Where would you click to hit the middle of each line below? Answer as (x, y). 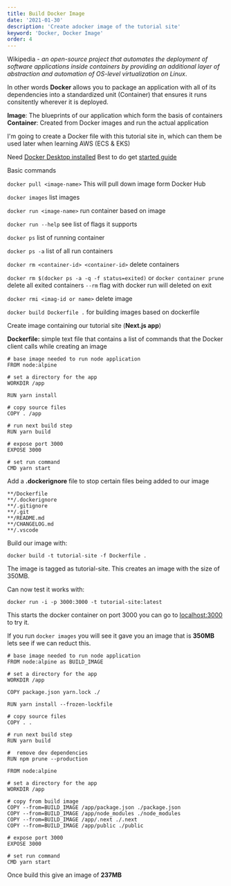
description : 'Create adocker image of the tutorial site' (94, 26)
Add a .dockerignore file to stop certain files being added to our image (108, 481)
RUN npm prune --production (48, 759)
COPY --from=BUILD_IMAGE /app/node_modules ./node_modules (94, 814)
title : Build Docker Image (46, 14)
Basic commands (32, 171)
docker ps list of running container (56, 238)
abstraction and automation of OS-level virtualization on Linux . (97, 74)
